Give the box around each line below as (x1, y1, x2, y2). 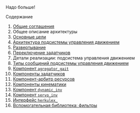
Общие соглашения (12, 23, 55, 29)
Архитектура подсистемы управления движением (12, 39, 120, 45)
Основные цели (12, 34, 47, 40)
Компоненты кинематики (12, 81, 66, 87)
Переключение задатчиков (12, 50, 71, 56)
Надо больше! (5, 4, 36, 10)
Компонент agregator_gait (12, 65, 69, 71)
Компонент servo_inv (12, 92, 58, 98)
